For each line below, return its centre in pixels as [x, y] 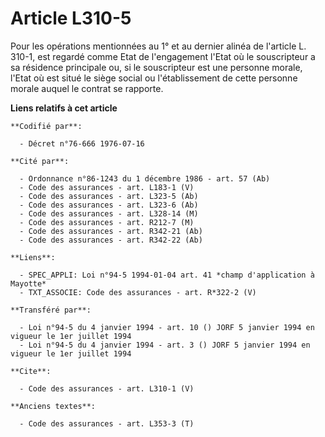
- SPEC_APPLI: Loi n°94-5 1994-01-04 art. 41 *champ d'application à [167, 275]
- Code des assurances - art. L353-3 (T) [107, 423]
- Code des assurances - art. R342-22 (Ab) [111, 240]
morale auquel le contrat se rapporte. [87, 88]
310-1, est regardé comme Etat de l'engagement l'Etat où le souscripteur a [163, 56]
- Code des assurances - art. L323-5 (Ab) [109, 196]
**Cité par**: [40, 161]
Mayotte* [28, 283]
